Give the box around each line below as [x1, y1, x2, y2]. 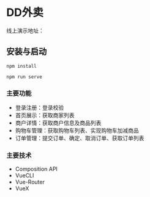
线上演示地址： [6, 27, 44, 34]
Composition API [15, 165, 58, 173]
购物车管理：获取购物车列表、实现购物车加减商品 [15, 127, 139, 134]
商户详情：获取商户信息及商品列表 [15, 120, 102, 127]
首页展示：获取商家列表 [15, 112, 75, 119]
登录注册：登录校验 [15, 104, 64, 112]
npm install [6, 63, 37, 69]
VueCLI [15, 172, 34, 179]
